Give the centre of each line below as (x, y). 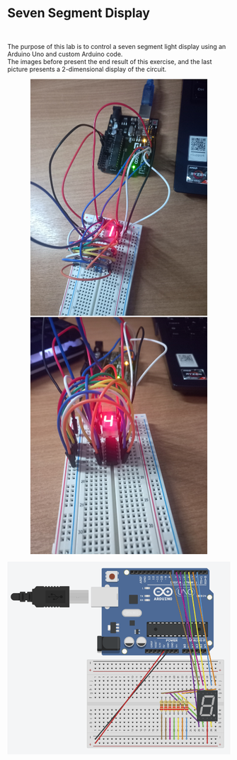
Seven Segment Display (79, 13)
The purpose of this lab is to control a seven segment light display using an (117, 46)
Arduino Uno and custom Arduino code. (65, 54)
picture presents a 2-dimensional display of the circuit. (87, 69)
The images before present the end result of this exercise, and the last (110, 61)
